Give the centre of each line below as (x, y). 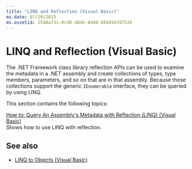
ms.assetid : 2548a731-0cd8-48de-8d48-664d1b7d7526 (69, 22)
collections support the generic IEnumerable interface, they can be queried (96, 86)
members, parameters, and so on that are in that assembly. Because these (96, 80)
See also (22, 146)
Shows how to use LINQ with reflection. (54, 127)
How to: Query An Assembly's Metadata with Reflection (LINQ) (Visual (91, 115)
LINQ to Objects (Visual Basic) (51, 160)
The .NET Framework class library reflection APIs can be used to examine (95, 67)
